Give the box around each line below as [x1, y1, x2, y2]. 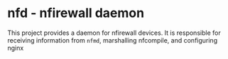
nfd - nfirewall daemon [7, 5, 144, 21]
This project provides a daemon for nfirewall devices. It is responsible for [7, 28, 222, 37]
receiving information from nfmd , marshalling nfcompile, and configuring [7, 36, 218, 44]
